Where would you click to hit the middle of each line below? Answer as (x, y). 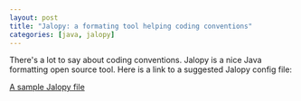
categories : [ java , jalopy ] (62, 34)
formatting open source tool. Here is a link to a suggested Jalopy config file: (150, 69)
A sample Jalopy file (47, 87)
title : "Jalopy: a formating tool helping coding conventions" (131, 26)
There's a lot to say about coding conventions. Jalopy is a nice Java (136, 60)
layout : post (34, 18)
